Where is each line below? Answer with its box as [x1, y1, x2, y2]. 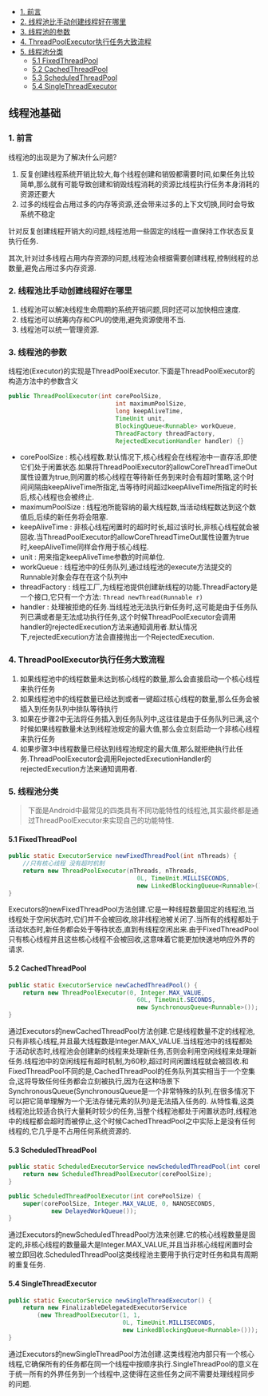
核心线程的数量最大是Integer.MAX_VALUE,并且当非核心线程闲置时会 [31, 1240, 254, 1250]
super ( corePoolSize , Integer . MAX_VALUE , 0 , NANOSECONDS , [22, 1199, 216, 1207]
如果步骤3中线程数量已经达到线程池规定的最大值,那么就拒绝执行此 [19, 744, 237, 753]
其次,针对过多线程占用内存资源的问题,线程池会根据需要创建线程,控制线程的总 [8, 253, 259, 262]
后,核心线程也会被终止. [19, 493, 94, 502]
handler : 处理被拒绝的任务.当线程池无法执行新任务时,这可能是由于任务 [19, 602, 251, 612]
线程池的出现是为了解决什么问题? [8, 152, 117, 162]
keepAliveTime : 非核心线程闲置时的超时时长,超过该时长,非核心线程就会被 [19, 522, 260, 532]
